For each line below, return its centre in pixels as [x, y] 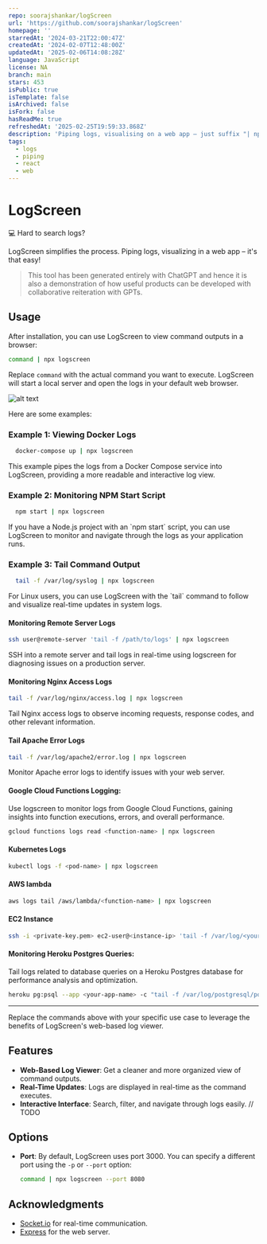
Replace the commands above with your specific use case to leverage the [129, 1017]
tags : [17, 141]
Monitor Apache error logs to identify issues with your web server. [116, 772]
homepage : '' [30, 30]
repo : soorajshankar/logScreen [60, 16]
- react [28, 164]
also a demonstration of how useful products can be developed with [139, 283]
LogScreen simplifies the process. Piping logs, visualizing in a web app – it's [133, 251]
